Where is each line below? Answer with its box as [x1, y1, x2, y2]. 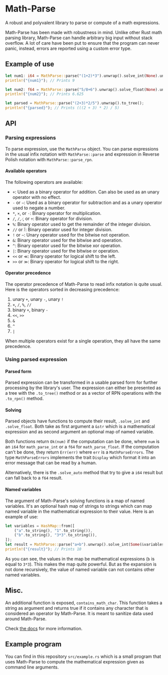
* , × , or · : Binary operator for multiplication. [12, 210, 101, 216]
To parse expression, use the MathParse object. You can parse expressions [5, 146, 158, 152]
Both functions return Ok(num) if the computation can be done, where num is [5, 438, 160, 444]
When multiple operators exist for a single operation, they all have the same [5, 338, 161, 344]
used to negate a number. [12, 204, 66, 211]
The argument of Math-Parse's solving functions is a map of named [5, 498, 145, 504]
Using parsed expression [5, 356, 67, 363]
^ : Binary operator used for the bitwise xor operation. [12, 242, 121, 249]
